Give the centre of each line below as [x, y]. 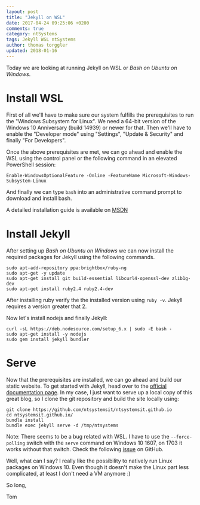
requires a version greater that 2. [47, 306]
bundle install [25, 420]
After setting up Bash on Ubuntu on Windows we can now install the [90, 250]
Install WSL [35, 98]
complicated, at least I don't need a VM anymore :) [68, 473]
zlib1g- [181, 278]
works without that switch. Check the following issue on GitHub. [85, 449]
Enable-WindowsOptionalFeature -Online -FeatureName [73, 175]
